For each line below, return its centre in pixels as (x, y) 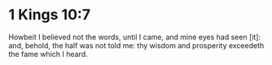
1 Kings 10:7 (50, 15)
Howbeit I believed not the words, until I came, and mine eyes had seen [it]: (135, 37)
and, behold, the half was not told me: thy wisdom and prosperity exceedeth (136, 45)
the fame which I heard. (48, 54)
